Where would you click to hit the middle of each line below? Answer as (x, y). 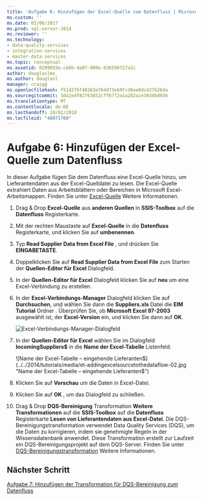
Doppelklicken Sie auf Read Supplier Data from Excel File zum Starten (102, 262)
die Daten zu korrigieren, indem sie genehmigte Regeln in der (91, 432)
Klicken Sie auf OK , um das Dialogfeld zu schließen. (80, 395)
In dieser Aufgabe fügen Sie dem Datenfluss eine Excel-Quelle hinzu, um (97, 177)
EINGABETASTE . (36, 251)
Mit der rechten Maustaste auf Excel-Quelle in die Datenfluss (92, 226)
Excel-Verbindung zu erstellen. (53, 287)
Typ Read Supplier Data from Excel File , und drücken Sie (87, 244)
